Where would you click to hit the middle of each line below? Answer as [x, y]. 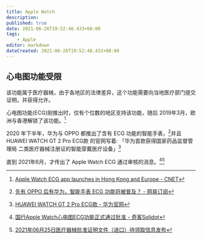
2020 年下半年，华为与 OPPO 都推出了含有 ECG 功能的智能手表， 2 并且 [94, 133]
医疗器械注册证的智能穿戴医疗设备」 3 [75, 148]
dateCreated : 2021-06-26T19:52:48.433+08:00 [63, 51]
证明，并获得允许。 [30, 100]
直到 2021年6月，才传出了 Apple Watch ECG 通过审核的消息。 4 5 [86, 161]
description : [23, 17]
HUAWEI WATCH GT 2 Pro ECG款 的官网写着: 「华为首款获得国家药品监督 [97, 141]
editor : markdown [28, 46]
